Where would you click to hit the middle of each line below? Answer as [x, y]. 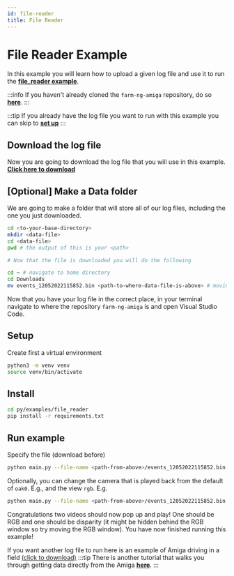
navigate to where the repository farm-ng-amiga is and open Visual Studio [112, 307]
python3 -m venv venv [39, 365]
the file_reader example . [43, 82]
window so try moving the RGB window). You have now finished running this [117, 529]
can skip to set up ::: [37, 123]
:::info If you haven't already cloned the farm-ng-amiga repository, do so [110, 95]
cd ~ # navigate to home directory [59, 273]
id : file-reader [31, 14]
